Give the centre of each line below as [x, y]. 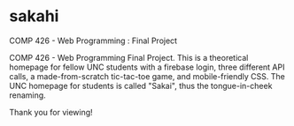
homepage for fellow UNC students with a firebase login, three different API [147, 67]
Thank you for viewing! [51, 112]
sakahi [34, 16]
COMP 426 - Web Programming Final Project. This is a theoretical [129, 57]
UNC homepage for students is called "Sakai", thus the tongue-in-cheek [141, 85]
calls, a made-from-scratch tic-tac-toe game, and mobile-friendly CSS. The [147, 76]
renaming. [27, 95]
